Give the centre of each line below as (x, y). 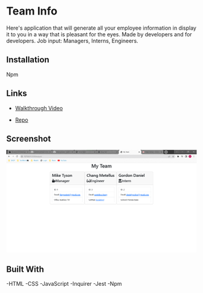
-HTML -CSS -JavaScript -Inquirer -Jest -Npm (64, 284)
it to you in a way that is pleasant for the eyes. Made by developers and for (99, 34)
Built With (25, 269)
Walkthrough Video (39, 108)
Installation (28, 60)
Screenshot (29, 138)
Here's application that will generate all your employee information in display (101, 28)
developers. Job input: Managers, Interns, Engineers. (72, 41)
